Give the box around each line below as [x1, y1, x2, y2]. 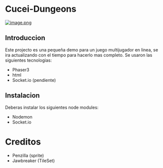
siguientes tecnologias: [5, 57, 52, 63]
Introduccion [5, 34, 46, 42]
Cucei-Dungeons [5, 3, 77, 15]
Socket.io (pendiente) [12, 77, 56, 83]
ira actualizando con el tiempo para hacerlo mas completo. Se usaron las [5, 52, 153, 58]
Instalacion [5, 92, 40, 100]
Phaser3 [12, 67, 29, 72]
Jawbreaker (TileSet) [12, 158, 55, 164]
